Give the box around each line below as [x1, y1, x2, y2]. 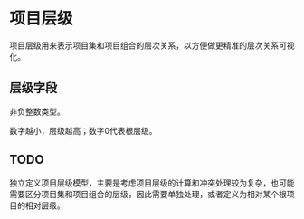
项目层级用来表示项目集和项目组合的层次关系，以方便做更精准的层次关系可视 [9, 40, 295, 51]
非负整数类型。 [9, 106, 65, 117]
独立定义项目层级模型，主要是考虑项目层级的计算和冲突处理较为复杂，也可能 [9, 177, 295, 188]
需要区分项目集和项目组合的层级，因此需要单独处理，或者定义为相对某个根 [9, 188, 287, 199]
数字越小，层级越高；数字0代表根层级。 [9, 125, 157, 136]
